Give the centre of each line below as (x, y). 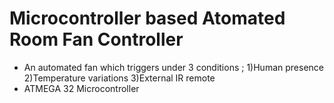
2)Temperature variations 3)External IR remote (119, 78)
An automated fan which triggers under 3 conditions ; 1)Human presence (173, 67)
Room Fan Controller (96, 39)
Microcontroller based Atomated (147, 18)
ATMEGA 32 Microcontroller (81, 88)
